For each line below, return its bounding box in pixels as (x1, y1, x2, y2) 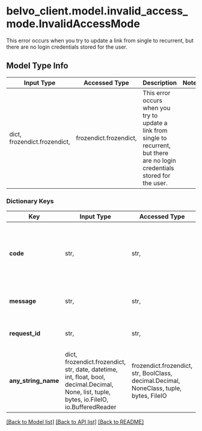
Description (142, 78, 177, 87)
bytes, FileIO (131, 392, 167, 400)
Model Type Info (6, 61, 69, 71)
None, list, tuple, (65, 388, 111, 396)
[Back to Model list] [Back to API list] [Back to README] (6, 418, 144, 426)
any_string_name (9, 377, 60, 385)
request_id (9, 329, 41, 338)
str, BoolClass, (131, 369, 173, 378)
